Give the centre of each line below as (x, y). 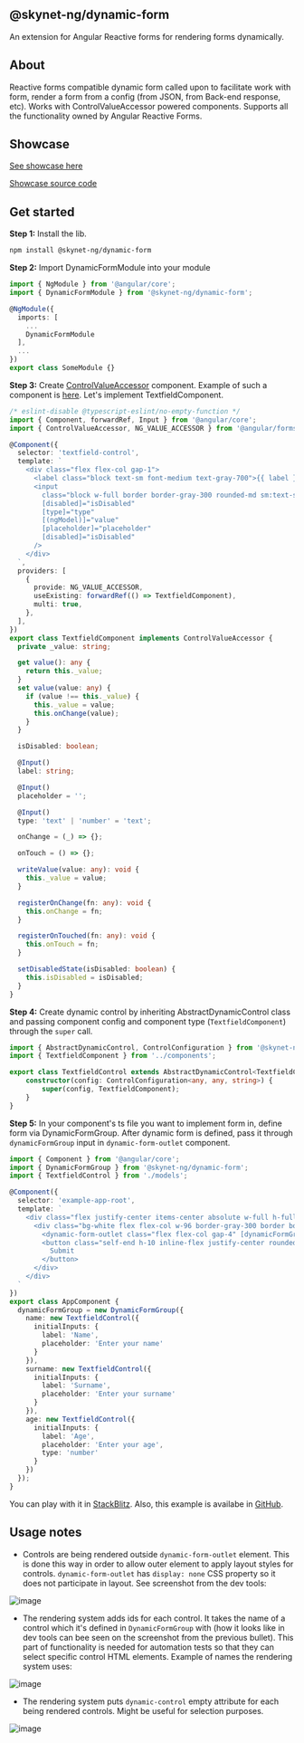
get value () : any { (54, 663)
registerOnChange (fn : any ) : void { (85, 903)
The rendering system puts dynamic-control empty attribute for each (151, 1701)
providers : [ (42, 571)
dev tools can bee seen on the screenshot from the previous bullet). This (158, 1637)
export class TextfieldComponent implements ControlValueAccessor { (141, 638)
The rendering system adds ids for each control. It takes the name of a (154, 1618)
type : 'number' (71, 1453)
